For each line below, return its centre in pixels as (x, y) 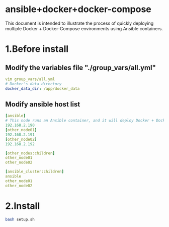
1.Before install (37, 49)
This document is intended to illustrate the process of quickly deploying (79, 23)
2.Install (23, 206)
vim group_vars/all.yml (30, 79)
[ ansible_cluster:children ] (35, 172)
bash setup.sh (20, 219)
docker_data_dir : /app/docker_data (43, 89)
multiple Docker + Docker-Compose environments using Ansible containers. (84, 28)
